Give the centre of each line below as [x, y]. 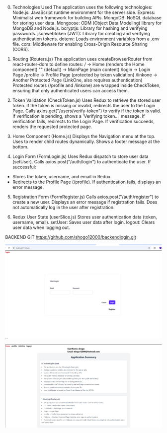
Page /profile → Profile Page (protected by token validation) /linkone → [85, 75]
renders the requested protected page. [52, 127]
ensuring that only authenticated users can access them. [71, 91]
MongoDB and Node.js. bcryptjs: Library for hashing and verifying [80, 28]
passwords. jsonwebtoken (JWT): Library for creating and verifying [81, 34]
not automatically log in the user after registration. [63, 207]
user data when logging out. [41, 227]
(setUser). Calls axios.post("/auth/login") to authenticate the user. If [82, 162]
